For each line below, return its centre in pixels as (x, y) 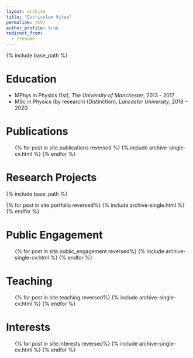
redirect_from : (25, 33)
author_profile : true (32, 28)
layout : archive (26, 11)
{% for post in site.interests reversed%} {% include (76, 343)
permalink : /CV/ (26, 22)
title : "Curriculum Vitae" (39, 17)
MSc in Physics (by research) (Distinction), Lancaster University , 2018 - (101, 101)
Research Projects (51, 178)
